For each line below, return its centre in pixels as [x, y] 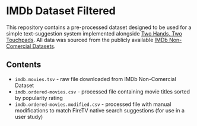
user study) [29, 117]
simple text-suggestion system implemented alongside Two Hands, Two [94, 33]
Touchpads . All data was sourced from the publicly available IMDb [87, 40]
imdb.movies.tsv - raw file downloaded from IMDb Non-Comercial [95, 79]
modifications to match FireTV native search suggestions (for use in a [100, 110]
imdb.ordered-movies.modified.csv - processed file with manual [93, 104]
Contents [24, 65]
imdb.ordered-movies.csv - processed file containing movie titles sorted [102, 91]
